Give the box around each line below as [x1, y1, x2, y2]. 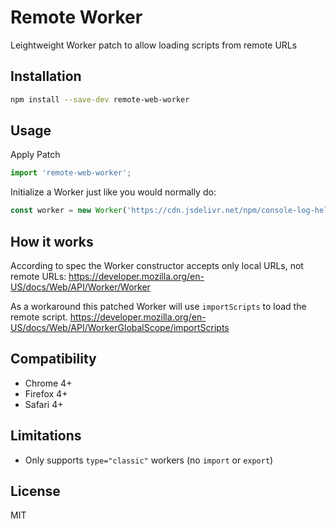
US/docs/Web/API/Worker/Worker [10, 281, 151, 293]
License [10, 483, 61, 500]
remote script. [10, 311, 68, 323]
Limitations [10, 427, 82, 445]
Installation [10, 68, 82, 85]
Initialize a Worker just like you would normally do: [10, 186, 217, 198]
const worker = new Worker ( [10, 206, 128, 216]
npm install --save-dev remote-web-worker [10, 94, 190, 105]
